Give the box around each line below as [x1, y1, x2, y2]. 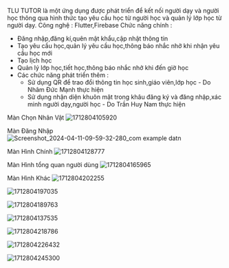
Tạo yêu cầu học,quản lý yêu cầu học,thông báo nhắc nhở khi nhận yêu [17, 42, 220, 49]
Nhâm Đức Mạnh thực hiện [27, 86, 104, 93]
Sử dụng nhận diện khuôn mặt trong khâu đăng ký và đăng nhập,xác [27, 93, 222, 101]
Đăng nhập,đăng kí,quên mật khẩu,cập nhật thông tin [17, 34, 168, 43]
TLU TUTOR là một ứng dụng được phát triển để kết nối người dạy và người [7, 7, 219, 14]
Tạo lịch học [17, 56, 52, 65]
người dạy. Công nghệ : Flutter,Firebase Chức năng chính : [7, 21, 173, 29]
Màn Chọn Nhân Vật [7, 113, 65, 122]
